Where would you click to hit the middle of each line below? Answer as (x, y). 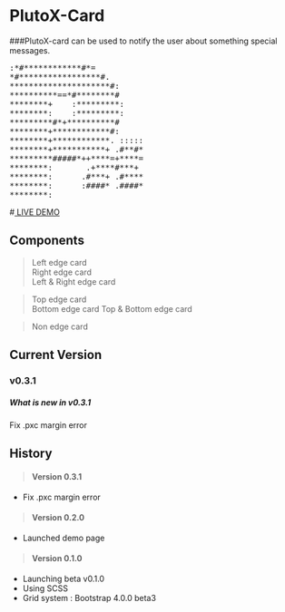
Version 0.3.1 (57, 477)
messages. (30, 50)
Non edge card (59, 326)
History (31, 454)
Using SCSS (45, 588)
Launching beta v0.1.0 (64, 579)
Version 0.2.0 (58, 518)
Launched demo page (64, 538)
